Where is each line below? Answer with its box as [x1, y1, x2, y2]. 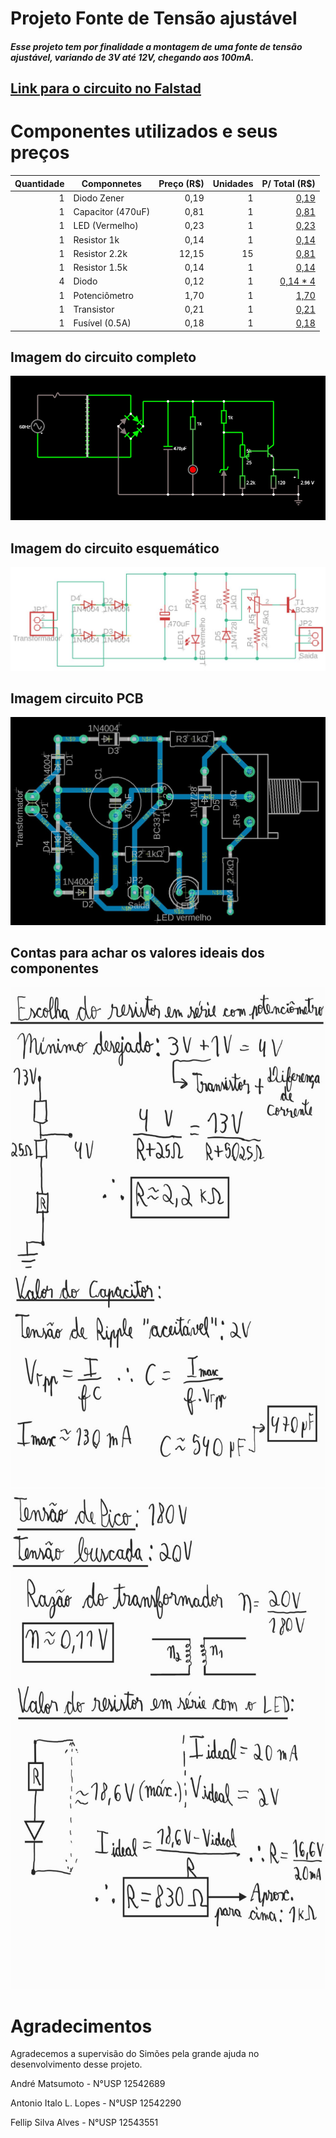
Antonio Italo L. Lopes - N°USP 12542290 [10, 2097, 182, 2109]
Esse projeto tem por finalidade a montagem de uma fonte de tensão [10, 40, 303, 52]
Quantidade [14, 177, 65, 189]
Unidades [212, 177, 254, 189]
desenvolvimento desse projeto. [10, 2058, 143, 2071]
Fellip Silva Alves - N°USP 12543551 [10, 2117, 159, 2129]
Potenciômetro [73, 289, 134, 301]
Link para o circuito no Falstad [10, 80, 202, 97]
